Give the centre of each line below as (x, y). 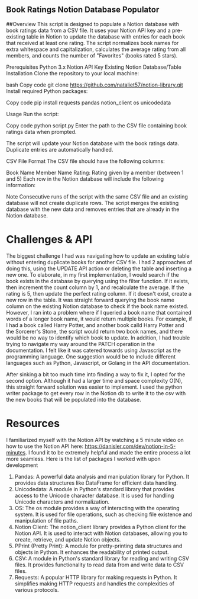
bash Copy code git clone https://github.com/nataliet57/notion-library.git (95, 85)
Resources (33, 423)
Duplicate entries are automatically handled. (60, 149)
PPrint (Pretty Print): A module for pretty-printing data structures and (98, 546)
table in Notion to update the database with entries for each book (106, 36)
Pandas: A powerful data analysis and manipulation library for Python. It (102, 476)
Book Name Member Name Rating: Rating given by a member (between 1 (95, 172)
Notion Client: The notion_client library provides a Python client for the (100, 527)
